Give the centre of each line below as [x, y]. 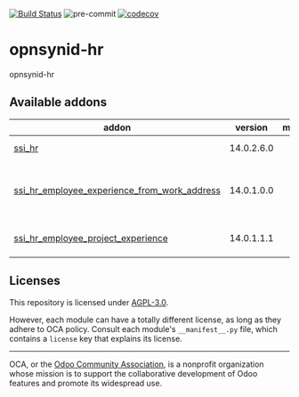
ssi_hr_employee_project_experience [91, 238]
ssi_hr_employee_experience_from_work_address [117, 190]
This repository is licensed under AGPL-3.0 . [89, 302]
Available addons [58, 102]
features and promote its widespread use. [86, 383]
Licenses [35, 281]
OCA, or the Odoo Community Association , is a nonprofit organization [137, 364]
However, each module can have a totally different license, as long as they [145, 320]
